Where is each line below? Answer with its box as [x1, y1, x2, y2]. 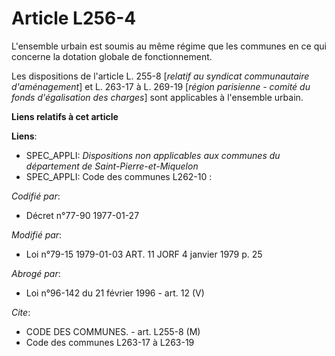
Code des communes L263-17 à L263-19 [25, 336, 195, 348]
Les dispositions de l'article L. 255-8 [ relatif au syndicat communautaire [11, 70, 310, 82]
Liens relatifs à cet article [11, 110, 119, 122]
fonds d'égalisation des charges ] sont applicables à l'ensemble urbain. [11, 91, 304, 103]
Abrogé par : [11, 267, 61, 279]
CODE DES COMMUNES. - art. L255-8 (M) [25, 325, 201, 337]
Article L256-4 [11, 7, 137, 30]
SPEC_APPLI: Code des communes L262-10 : [25, 170, 213, 182]
